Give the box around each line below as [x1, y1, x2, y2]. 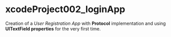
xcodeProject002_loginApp [5, 4, 125, 15]
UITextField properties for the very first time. [5, 25, 101, 31]
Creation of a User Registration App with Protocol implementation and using [5, 20, 166, 26]
